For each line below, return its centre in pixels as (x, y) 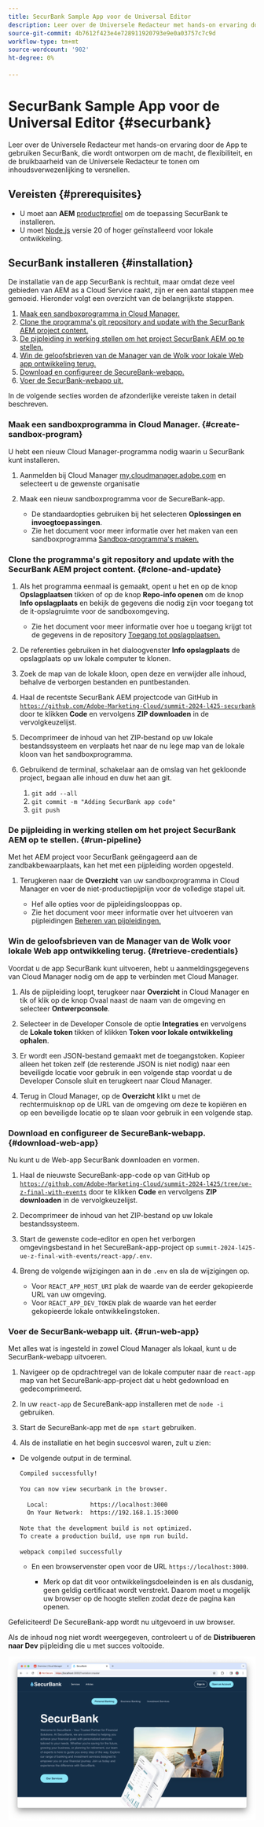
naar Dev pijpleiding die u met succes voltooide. (86, 1645)
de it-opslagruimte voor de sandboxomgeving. (95, 611)
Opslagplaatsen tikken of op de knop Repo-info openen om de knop (131, 595)
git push (46, 811)
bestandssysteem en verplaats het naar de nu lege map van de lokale (132, 746)
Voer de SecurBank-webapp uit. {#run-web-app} (104, 1331)
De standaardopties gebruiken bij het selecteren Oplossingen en (136, 514)
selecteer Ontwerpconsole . (64, 1008)
